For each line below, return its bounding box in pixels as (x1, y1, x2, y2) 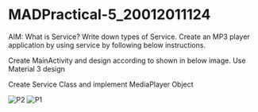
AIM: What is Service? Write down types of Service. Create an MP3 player (8, 32, 250, 41)
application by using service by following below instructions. (8, 40, 206, 49)
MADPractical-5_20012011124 (8, 6, 211, 24)
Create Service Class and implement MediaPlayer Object (8, 79, 194, 89)
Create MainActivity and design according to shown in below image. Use (8, 56, 246, 65)
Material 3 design (8, 64, 66, 73)
